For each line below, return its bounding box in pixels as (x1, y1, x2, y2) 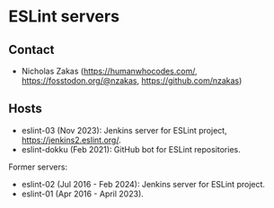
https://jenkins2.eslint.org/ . (21, 134, 122, 145)
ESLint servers (8, 6, 120, 27)
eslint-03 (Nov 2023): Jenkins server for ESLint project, (21, 125, 227, 135)
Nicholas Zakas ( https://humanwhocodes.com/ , (21, 65, 198, 76)
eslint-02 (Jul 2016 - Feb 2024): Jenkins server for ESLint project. (21, 178, 266, 189)
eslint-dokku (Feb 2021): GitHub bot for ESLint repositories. (21, 143, 241, 154)
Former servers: (8, 161, 68, 172)
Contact (8, 42, 55, 57)
